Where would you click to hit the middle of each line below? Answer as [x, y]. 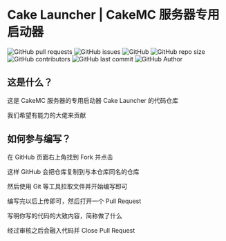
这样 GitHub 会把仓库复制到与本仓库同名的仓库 [73, 171]
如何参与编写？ [39, 139]
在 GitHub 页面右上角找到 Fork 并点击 [60, 157]
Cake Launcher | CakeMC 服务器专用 [113, 15]
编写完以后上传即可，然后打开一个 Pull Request [74, 201]
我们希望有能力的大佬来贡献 [47, 115]
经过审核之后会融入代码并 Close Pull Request [71, 230]
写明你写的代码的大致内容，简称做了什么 [65, 215]
